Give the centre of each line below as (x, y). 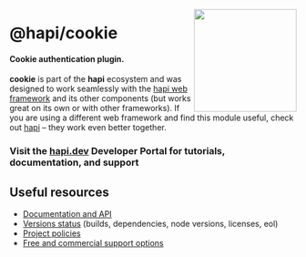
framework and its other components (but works (100, 98)
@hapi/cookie (64, 33)
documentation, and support (74, 162)
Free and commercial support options (93, 243)
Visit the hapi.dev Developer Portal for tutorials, (117, 151)
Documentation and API (67, 214)
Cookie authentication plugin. (67, 58)
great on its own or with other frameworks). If (95, 108)
